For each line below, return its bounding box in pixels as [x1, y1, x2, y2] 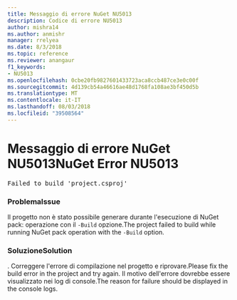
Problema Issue [7, 197, 60, 207]
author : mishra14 [7, 24, 59, 31]
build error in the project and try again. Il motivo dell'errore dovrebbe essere [7, 269, 231, 278]
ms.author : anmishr [7, 30, 65, 38]
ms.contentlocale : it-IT [7, 97, 81, 104]
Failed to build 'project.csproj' [7, 179, 128, 187]
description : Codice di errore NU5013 [7, 17, 122, 24]
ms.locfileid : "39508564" [7, 110, 84, 117]
